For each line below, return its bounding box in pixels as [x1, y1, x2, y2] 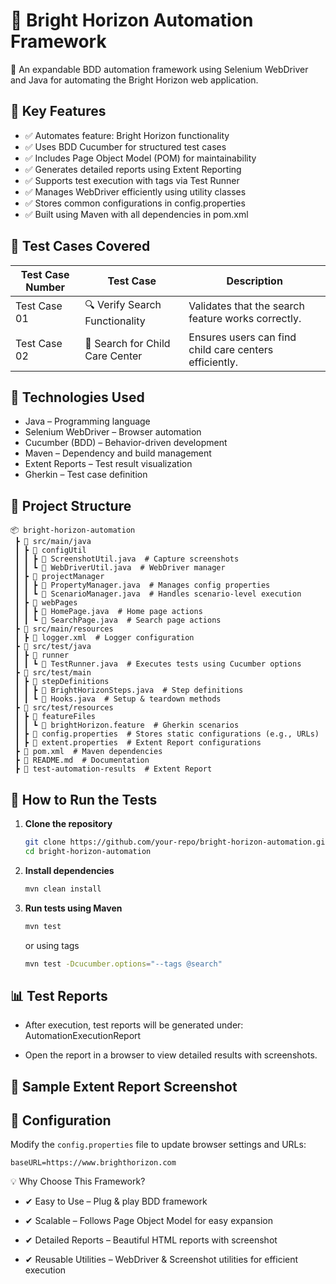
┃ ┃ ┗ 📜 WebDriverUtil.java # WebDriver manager [14, 563, 226, 573]
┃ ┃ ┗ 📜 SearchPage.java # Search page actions [14, 615, 222, 626]
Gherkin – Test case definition [24, 469, 148, 481]
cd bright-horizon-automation [24, 846, 152, 856]
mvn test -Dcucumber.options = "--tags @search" [24, 959, 223, 969]
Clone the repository [24, 818, 113, 829]
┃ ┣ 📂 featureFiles [14, 712, 97, 722]
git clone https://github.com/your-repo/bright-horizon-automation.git [24, 837, 330, 847]
